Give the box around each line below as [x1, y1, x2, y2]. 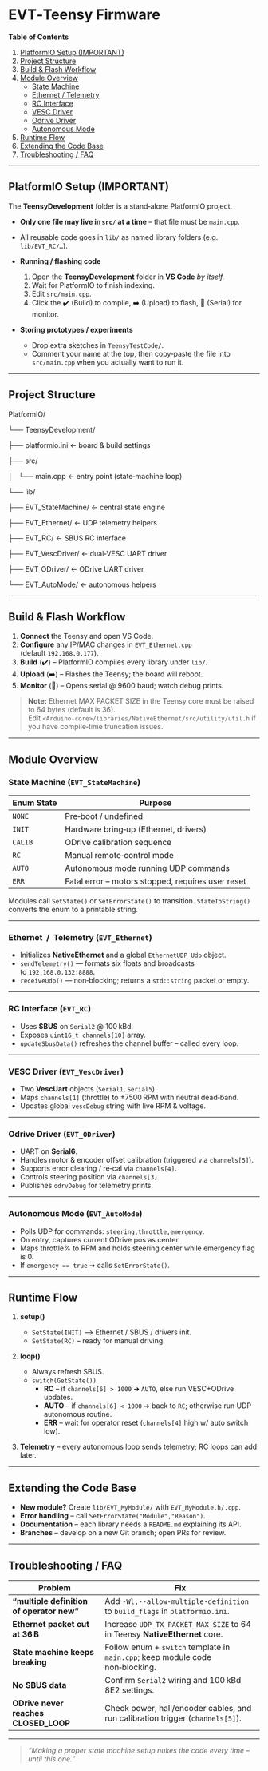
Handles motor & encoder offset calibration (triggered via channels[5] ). [19, 1155, 254, 1165]
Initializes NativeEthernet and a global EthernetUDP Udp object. [19, 950, 227, 960]
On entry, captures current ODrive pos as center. [19, 1235, 181, 1244]
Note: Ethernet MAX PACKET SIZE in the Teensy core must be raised [27, 696, 254, 706]
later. [19, 1450, 37, 1460]
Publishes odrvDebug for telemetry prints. [19, 1181, 154, 1191]
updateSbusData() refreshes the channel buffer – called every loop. [19, 1038, 239, 1048]
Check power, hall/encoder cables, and [104, 1702, 252, 1713]
